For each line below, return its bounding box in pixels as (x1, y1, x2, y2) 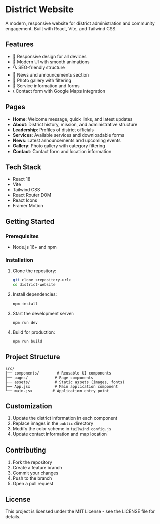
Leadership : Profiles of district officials (12, 127, 94, 133)
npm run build (12, 339, 42, 344)
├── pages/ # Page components (5, 375, 94, 380)
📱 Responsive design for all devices (12, 53, 87, 59)
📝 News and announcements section (12, 71, 89, 78)
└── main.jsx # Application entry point (5, 388, 109, 393)
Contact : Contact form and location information (12, 148, 112, 154)
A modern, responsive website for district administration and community (5, 20, 155, 26)
